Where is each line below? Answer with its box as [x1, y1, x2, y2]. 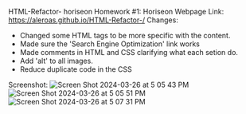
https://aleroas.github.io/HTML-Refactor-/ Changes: [8, 15, 179, 25]
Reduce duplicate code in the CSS [19, 65, 133, 74]
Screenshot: [8, 80, 49, 89]
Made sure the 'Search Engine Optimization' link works [19, 39, 201, 49]
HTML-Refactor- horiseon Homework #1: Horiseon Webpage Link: [8, 7, 225, 16]
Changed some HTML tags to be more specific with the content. [19, 31, 231, 40]
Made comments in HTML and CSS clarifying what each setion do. [19, 48, 239, 57]
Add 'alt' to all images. [19, 56, 93, 65]
